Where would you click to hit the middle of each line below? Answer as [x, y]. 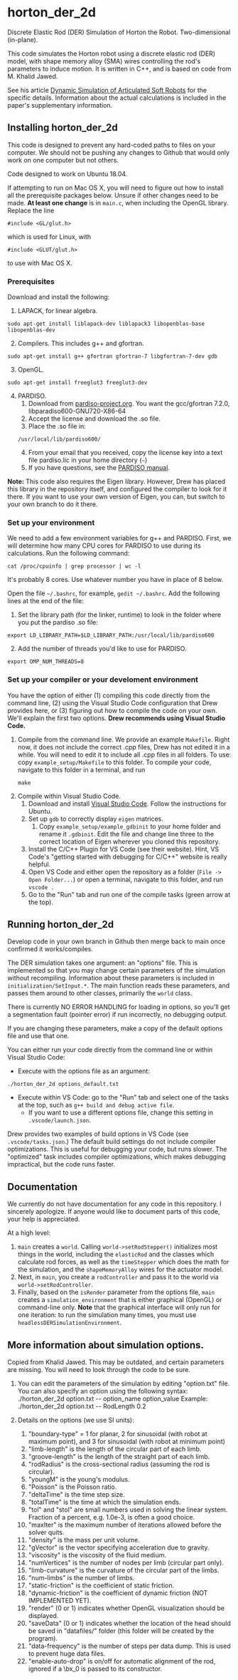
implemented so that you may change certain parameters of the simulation [117, 970]
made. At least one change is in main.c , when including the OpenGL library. [118, 203]
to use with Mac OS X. [40, 263]
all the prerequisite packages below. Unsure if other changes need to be [113, 195]
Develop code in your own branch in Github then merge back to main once [117, 941]
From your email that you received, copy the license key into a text [125, 453]
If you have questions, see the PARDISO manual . [99, 468]
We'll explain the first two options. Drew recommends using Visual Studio [117, 718]
